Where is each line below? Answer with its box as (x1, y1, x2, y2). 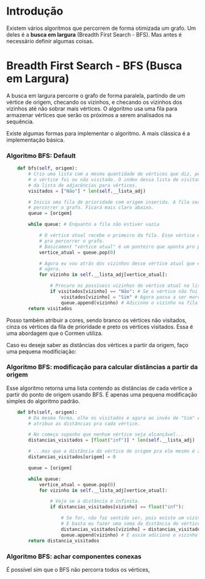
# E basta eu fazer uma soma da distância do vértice (60, 520, 201, 527)
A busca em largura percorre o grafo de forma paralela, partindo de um (6, 92, 185, 99)
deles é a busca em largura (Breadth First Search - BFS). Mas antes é (6, 31, 182, 38)
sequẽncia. (6, 118, 35, 125)
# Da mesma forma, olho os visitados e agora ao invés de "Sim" (28, 415, 195, 421)
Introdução (6, 4, 63, 18)
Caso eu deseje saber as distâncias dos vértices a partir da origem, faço (6, 341, 189, 348)
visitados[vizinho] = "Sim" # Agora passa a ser (60, 294, 187, 300)
